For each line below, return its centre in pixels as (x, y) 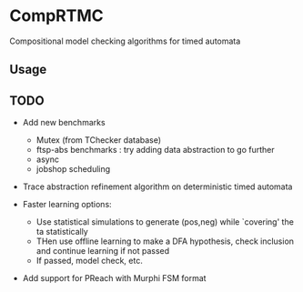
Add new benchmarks (64, 123)
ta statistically (62, 232)
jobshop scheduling (73, 169)
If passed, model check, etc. (89, 261)
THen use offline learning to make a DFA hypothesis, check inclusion (165, 241)
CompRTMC (56, 16)
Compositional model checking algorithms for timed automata (125, 41)
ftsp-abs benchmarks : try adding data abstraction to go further (155, 150)
